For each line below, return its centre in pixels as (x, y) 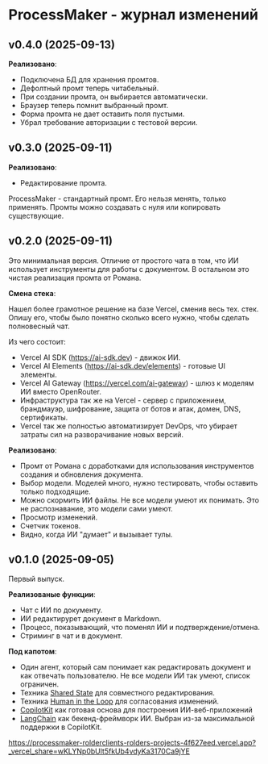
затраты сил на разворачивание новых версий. (101, 434)
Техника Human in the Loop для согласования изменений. (120, 701)
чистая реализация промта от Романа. (75, 278)
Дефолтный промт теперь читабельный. (89, 88)
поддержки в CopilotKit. (61, 727)
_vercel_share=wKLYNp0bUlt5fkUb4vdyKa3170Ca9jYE (99, 751)
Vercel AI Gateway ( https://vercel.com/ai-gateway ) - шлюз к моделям (137, 383)
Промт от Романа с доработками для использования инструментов (137, 465)
